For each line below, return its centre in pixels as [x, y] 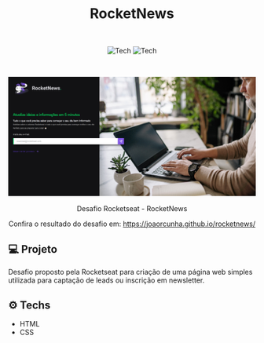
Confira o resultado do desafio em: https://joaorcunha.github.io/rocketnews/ [132, 224]
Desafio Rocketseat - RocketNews [132, 208]
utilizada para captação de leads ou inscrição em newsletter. [106, 280]
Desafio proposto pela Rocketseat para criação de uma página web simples [130, 272]
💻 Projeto [33, 249]
